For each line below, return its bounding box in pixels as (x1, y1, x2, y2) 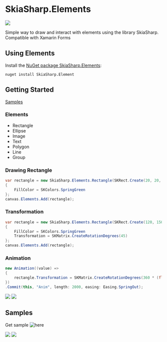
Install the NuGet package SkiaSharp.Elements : (5, 62, 102, 68)
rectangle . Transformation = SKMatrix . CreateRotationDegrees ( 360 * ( (14, 275, 159, 280)
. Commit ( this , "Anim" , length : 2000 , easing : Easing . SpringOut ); (5, 284, 144, 290)
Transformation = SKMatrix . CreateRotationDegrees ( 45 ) (14, 233, 128, 239)
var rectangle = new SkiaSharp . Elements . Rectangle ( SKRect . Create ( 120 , (5, 219, 155, 225)
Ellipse (12, 128, 26, 134)
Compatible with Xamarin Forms (5, 34, 71, 40)
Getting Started (5, 86, 54, 94)
